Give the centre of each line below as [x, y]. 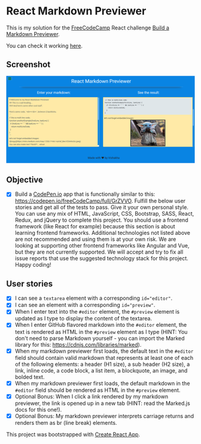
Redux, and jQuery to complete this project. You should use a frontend [101, 220]
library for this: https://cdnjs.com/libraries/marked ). [78, 344]
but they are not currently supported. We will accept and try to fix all [99, 252]
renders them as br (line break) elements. [66, 422]
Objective [25, 179]
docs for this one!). [38, 409]
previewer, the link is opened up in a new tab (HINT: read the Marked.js [102, 403]
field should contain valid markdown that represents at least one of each [104, 357]
